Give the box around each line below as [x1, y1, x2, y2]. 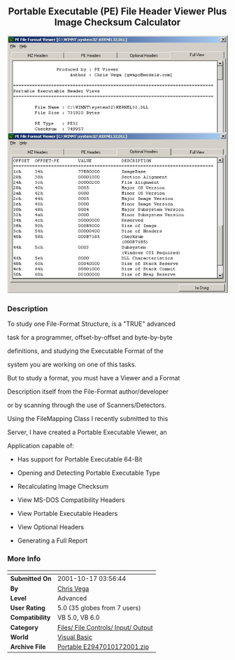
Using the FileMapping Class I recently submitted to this [7, 415, 169, 423]
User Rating [10, 604, 45, 612]
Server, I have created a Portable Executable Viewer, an [7, 428, 168, 436]
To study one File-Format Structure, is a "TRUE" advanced [7, 320, 176, 328]
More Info [7, 554, 41, 564]
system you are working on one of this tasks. [7, 360, 137, 369]
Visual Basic [57, 633, 93, 641]
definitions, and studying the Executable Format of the [7, 347, 164, 355]
